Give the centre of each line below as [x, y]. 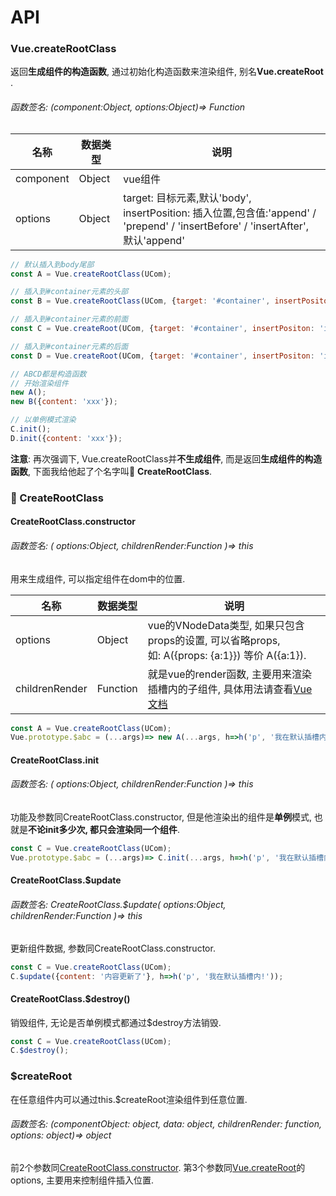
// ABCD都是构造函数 [48, 374]
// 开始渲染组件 [39, 383]
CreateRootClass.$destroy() [70, 998]
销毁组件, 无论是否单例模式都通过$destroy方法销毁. [116, 1022]
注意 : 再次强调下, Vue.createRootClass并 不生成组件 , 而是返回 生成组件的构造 [166, 458]
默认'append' [154, 240]
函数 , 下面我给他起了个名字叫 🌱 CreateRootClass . [111, 471]
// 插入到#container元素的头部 [69, 292]
